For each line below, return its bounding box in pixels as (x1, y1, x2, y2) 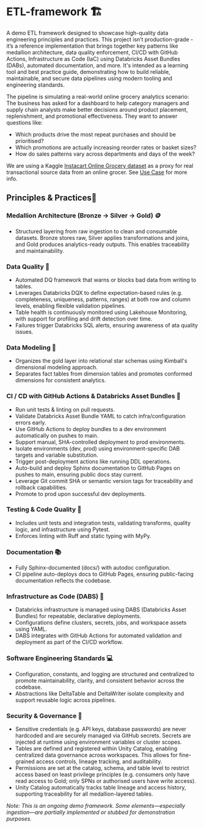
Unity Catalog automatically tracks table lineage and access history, (15, 784, 186, 791)
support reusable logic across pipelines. (15, 696, 116, 703)
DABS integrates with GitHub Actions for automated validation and (15, 632, 182, 639)
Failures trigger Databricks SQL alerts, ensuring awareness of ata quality (15, 321, 199, 329)
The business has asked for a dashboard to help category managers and (6, 99, 189, 107)
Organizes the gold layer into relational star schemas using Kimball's (15, 357, 188, 365)
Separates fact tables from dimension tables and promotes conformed (15, 370, 192, 377)
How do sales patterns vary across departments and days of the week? (15, 150, 195, 158)
